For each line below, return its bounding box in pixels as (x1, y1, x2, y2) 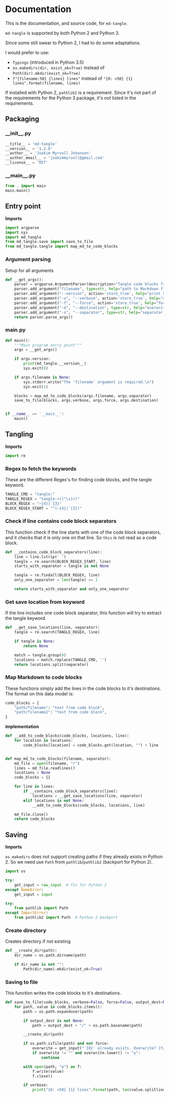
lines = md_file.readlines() (14, 765, 75, 770)
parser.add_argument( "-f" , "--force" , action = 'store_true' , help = (14, 300, 156, 305)
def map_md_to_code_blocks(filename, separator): (5, 756, 112, 761)
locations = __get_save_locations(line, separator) (32, 793, 143, 798)
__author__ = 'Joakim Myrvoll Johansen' (5, 151, 92, 156)
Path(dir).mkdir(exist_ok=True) (12, 71, 80, 76)
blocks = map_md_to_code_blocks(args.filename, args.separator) (14, 393, 152, 399)
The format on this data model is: (5, 690, 74, 696)
